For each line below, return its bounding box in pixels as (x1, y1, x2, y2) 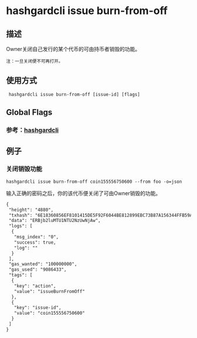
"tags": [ (8, 272, 33, 278)
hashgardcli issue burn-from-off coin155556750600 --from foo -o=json (6, 179, 182, 185)
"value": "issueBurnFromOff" (13, 288, 85, 294)
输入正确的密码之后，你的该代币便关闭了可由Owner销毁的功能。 (6, 189, 161, 197)
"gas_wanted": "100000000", (8, 261, 77, 267)
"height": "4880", (8, 207, 54, 213)
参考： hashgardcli (6, 126, 59, 134)
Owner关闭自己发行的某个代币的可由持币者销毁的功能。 (6, 46, 141, 52)
